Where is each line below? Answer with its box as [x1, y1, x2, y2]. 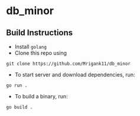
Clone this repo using [14, 49, 67, 57]
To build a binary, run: [14, 93, 68, 100]
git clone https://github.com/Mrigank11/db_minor [6, 61, 131, 67]
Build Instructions [6, 28, 73, 38]
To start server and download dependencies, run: [14, 71, 135, 78]
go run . [6, 82, 28, 88]
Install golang [14, 43, 47, 50]
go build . [6, 104, 33, 110]
